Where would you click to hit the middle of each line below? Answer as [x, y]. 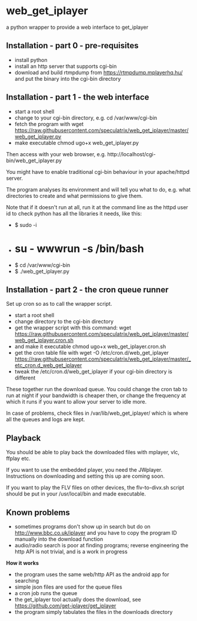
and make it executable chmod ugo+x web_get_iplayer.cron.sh [90, 346]
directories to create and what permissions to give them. [74, 196]
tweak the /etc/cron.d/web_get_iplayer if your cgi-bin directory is [93, 372]
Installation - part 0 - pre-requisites [72, 46]
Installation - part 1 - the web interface [78, 98]
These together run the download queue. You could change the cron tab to [97, 389]
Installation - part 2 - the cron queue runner [87, 290]
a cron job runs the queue [46, 593]
